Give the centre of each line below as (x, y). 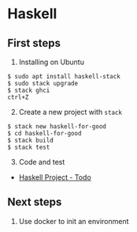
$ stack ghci (29, 90)
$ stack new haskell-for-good (57, 127)
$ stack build (31, 140)
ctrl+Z (18, 97)
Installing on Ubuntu (51, 62)
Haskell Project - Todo (55, 177)
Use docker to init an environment (74, 221)
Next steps (35, 202)
